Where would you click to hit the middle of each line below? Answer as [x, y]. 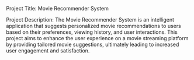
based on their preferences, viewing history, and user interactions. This [92, 32]
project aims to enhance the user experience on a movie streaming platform [97, 38]
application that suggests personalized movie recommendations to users [93, 26]
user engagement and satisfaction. [48, 51]
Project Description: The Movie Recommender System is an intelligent [90, 20]
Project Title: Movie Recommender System [58, 8]
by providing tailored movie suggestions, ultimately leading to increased [93, 44]
